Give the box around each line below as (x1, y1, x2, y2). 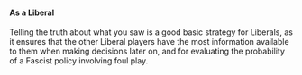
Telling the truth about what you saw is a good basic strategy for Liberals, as (9, 27, 293, 37)
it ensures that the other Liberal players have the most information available (9, 37, 290, 47)
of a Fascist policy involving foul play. (9, 55, 149, 66)
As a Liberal (9, 7, 55, 18)
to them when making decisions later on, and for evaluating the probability (9, 46, 286, 57)
